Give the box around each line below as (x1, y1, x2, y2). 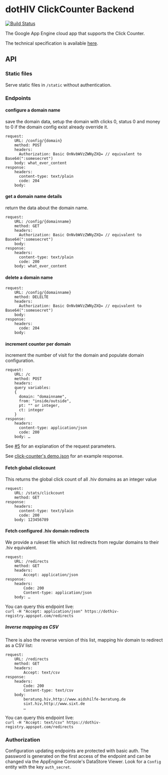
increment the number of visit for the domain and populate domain (5, 352, 144, 358)
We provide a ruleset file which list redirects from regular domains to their (5, 539, 159, 545)
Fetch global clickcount (5, 464, 56, 470)
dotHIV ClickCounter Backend (5, 4, 135, 15)
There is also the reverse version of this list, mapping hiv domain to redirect (5, 636, 163, 643)
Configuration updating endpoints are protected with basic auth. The (5, 748, 149, 754)
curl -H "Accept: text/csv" (5, 719, 65, 725)
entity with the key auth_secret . (5, 764, 72, 770)
